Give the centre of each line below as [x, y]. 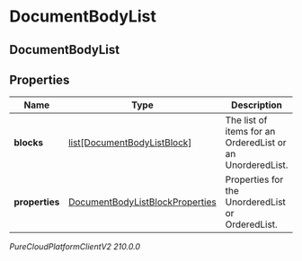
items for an [250, 132]
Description [257, 105]
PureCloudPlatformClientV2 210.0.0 [75, 247]
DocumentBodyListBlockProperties [143, 202]
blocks [28, 143]
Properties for [254, 179]
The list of [246, 120]
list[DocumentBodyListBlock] [130, 143]
